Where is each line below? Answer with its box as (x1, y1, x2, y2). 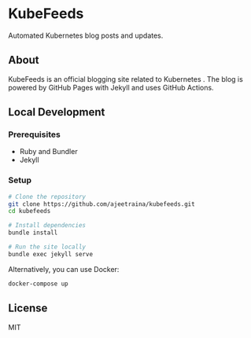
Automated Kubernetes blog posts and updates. (8, 31, 164, 40)
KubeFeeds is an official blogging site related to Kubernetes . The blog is (8, 74, 244, 83)
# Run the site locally (8, 243, 87, 252)
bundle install (8, 229, 58, 237)
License (8, 302, 48, 315)
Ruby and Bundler (19, 147, 78, 156)
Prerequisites (8, 129, 61, 140)
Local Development (8, 105, 105, 119)
